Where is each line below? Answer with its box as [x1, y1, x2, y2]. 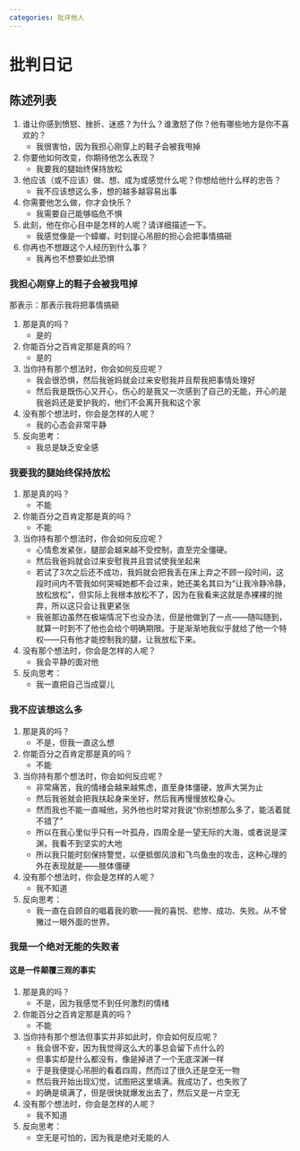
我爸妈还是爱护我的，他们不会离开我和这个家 [35, 396, 201, 408]
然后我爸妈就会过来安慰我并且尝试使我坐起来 [35, 556, 201, 567]
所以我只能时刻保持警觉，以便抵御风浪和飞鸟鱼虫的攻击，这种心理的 [35, 849, 287, 860]
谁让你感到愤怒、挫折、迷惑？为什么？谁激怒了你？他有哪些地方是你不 [21, 118, 282, 129]
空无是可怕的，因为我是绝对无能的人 [35, 1131, 170, 1143]
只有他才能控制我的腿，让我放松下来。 [59, 634, 201, 645]
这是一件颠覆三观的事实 [9, 965, 96, 975]
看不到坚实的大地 [59, 837, 123, 848]
